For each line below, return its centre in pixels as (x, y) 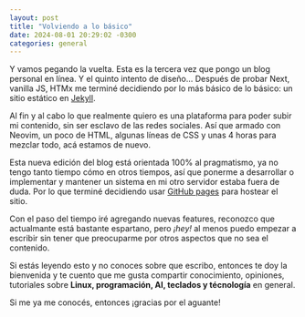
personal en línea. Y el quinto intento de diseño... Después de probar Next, (150, 79)
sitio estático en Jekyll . (53, 98)
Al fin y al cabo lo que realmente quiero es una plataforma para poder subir (151, 116)
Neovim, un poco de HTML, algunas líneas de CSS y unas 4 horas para (143, 135)
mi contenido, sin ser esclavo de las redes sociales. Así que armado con (145, 126)
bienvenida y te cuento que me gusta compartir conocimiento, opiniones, (147, 275)
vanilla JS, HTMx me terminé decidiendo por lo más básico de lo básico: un (152, 88)
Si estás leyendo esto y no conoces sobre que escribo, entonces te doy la (148, 266)
